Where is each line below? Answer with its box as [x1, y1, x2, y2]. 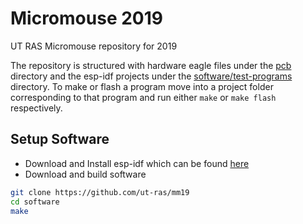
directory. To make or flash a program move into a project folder [10, 80, 274, 92]
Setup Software [10, 131, 110, 148]
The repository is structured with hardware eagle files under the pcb [10, 59, 292, 71]
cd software [10, 197, 60, 207]
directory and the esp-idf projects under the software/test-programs [10, 70, 293, 82]
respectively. [10, 102, 63, 114]
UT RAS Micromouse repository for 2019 [10, 40, 178, 52]
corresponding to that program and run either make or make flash [10, 91, 277, 103]
